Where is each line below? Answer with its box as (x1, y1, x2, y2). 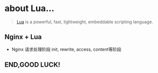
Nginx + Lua (4, 33, 42, 41)
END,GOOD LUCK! (4, 61, 60, 69)
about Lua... (4, 3, 55, 14)
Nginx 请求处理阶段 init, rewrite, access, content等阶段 (11, 46, 121, 52)
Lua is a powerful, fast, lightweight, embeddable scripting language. (16, 19, 153, 25)
